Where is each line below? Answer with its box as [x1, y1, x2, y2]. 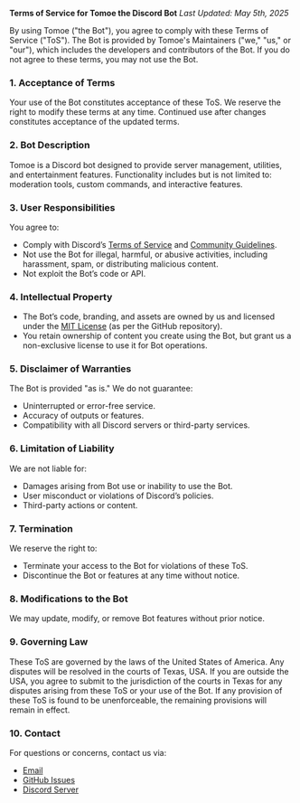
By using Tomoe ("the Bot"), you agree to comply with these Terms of [9, 25, 269, 35]
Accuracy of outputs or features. [22, 411, 145, 421]
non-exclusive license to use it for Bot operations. [22, 340, 208, 351]
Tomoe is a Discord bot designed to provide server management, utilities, [9, 159, 283, 170]
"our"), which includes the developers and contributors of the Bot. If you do [9, 44, 291, 55]
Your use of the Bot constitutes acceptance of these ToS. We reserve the [9, 97, 282, 108]
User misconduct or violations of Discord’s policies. [22, 490, 214, 501]
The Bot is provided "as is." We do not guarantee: [9, 383, 193, 394]
